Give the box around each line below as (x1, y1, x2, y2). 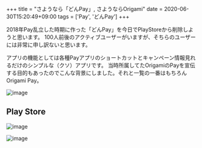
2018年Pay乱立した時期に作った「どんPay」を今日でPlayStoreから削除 (6, 26, 183, 33)
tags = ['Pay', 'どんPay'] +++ (58, 13, 130, 20)
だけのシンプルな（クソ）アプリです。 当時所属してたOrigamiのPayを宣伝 (11, 62, 195, 69)
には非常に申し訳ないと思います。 (6, 41, 91, 48)
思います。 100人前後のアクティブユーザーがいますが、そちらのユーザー (16, 33, 196, 41)
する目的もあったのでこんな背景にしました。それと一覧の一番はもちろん (6, 69, 187, 76)
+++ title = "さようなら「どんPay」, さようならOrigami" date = (6, 5, 163, 12)
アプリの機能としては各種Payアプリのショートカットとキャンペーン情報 (6, 54, 186, 61)
